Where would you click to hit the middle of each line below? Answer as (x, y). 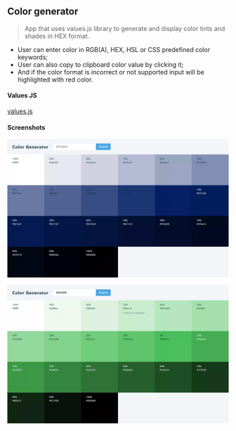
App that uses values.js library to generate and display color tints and (125, 28)
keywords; (32, 57)
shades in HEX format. (57, 36)
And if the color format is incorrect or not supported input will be (111, 72)
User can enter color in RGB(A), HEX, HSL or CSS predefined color (114, 49)
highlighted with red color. (55, 79)
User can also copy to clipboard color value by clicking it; (100, 64)
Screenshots (26, 127)
